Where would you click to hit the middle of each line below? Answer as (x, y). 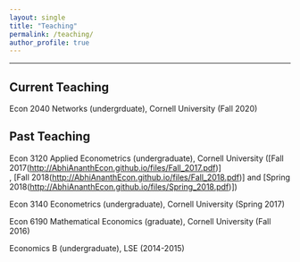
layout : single (37, 17)
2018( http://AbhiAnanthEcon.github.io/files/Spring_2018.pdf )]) (124, 186)
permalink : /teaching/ (51, 34)
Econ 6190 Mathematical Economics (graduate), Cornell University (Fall (140, 221)
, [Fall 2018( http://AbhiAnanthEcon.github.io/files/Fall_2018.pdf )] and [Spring (150, 177)
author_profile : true (50, 42)
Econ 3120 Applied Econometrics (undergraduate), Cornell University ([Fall (146, 158)
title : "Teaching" (43, 26)
